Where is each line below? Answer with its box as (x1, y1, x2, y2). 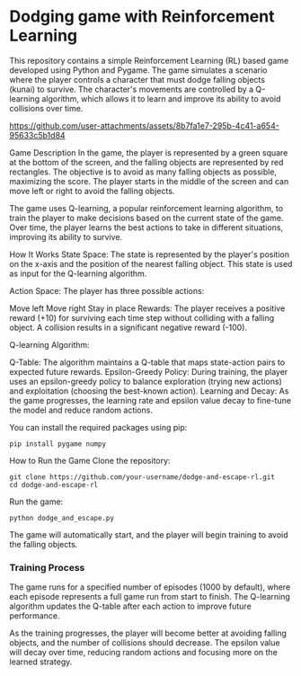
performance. (9, 610, 60, 621)
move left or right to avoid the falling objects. (9, 185, 175, 196)
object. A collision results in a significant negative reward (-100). (9, 322, 248, 333)
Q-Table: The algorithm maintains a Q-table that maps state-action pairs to (9, 357, 286, 368)
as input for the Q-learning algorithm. (9, 268, 147, 279)
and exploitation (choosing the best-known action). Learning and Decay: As (9, 385, 289, 396)
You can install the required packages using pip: (9, 422, 188, 432)
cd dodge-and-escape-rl (9, 480, 99, 489)
